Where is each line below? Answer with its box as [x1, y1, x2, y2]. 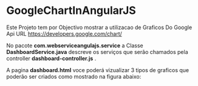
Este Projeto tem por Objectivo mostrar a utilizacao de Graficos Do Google [6, 24, 193, 31]
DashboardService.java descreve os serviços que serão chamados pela [6, 48, 188, 55]
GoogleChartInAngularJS [6, 4, 137, 18]
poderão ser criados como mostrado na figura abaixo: [6, 73, 142, 80]
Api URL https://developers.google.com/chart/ [6, 30, 123, 37]
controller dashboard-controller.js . [6, 55, 97, 62]
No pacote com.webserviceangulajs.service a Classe [6, 42, 144, 49]
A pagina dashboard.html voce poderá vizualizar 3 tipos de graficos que [6, 66, 189, 73]
